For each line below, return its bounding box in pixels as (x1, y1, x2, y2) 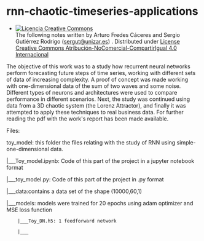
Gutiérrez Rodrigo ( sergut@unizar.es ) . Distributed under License (15, 38, 180, 45)
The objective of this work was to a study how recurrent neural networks (6, 63, 190, 70)
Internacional (15, 50, 49, 58)
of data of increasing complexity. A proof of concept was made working (6, 76, 189, 83)
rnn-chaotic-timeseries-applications (6, 4, 198, 18)
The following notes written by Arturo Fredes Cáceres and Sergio (15, 31, 180, 38)
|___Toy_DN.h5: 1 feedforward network (17, 218, 117, 224)
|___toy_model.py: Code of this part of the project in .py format (6, 175, 164, 183)
